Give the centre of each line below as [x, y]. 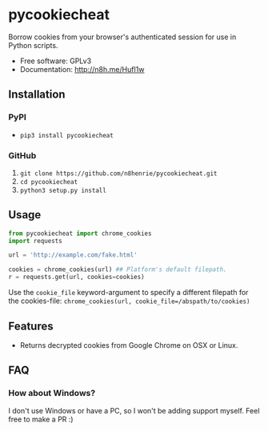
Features [31, 326]
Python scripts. [33, 45]
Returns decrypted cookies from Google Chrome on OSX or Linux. [129, 345]
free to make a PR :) [41, 419]
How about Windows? [52, 393]
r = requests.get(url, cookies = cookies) [77, 277]
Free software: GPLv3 [56, 61]
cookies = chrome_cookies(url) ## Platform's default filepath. [118, 269]
